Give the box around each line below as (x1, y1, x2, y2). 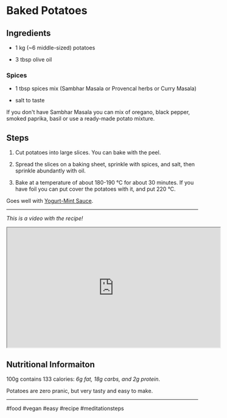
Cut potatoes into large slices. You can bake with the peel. (15, 149, 161, 156)
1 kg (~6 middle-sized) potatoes (15, 44, 96, 51)
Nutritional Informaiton (6, 359, 96, 369)
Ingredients (6, 28, 51, 38)
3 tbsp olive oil (15, 56, 52, 63)
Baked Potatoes (6, 4, 88, 18)
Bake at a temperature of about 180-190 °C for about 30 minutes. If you (15, 179, 194, 186)
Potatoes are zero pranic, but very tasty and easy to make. (6, 387, 153, 394)
